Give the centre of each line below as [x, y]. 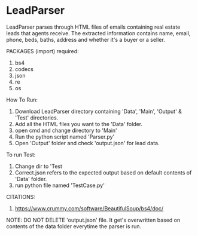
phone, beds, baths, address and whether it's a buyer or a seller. [86, 39]
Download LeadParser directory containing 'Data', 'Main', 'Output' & [98, 111]
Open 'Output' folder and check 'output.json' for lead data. [87, 143]
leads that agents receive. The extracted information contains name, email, [98, 33]
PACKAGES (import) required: [42, 51]
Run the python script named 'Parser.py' [65, 137]
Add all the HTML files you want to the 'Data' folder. [79, 124]
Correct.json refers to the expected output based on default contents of [103, 172]
